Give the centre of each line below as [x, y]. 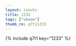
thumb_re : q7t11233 [26, 24]
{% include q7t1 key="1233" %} [38, 38]
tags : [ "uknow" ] [22, 19]
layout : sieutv [21, 10]
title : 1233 [18, 15]
